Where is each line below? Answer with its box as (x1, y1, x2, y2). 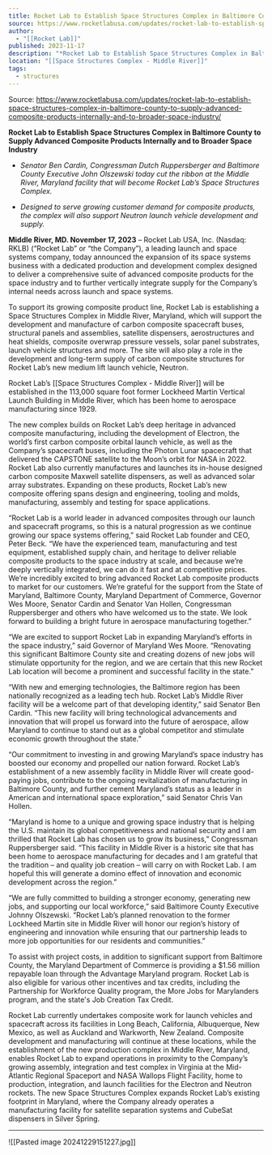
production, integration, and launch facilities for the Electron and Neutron (8, 1079, 253, 1089)
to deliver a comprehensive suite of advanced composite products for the (8, 269, 253, 279)
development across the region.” (8, 877, 117, 887)
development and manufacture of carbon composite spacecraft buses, (8, 319, 244, 329)
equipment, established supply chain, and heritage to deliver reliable (8, 547, 237, 557)
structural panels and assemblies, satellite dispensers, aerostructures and (8, 327, 255, 337)
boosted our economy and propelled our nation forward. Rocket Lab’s (8, 758, 240, 768)
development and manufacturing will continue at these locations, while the (8, 1036, 257, 1046)
